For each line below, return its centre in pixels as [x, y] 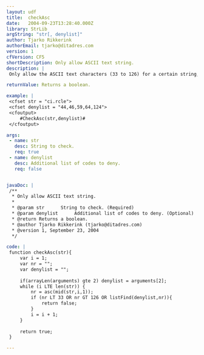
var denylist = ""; [44, 269]
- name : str [24, 141]
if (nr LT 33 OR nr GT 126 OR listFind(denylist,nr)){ [101, 298]
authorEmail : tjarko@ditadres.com [50, 46]
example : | [20, 96]
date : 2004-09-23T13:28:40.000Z [50, 23]
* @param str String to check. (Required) [73, 208]
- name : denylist [31, 158]
